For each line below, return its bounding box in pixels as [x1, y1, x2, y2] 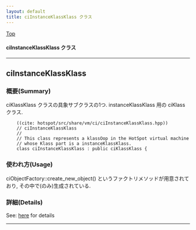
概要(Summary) [6, 87, 51, 95]
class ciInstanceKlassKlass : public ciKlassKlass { [16, 146, 148, 152]
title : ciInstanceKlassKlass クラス [6, 14, 92, 20]
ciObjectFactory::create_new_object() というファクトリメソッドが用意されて [6, 175, 190, 182]
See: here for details [6, 211, 55, 219]
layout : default [6, 8, 45, 15]
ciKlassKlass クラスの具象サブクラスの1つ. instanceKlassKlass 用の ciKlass [6, 102, 185, 109]
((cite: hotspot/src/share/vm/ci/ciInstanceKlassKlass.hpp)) [16, 120, 168, 126]
